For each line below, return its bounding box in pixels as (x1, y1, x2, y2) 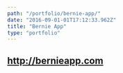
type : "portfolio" (7, 29, 60, 36)
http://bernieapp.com (7, 54, 104, 66)
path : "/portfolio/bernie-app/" (7, 10, 101, 17)
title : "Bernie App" (7, 23, 67, 30)
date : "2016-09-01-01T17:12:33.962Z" (7, 17, 117, 23)
